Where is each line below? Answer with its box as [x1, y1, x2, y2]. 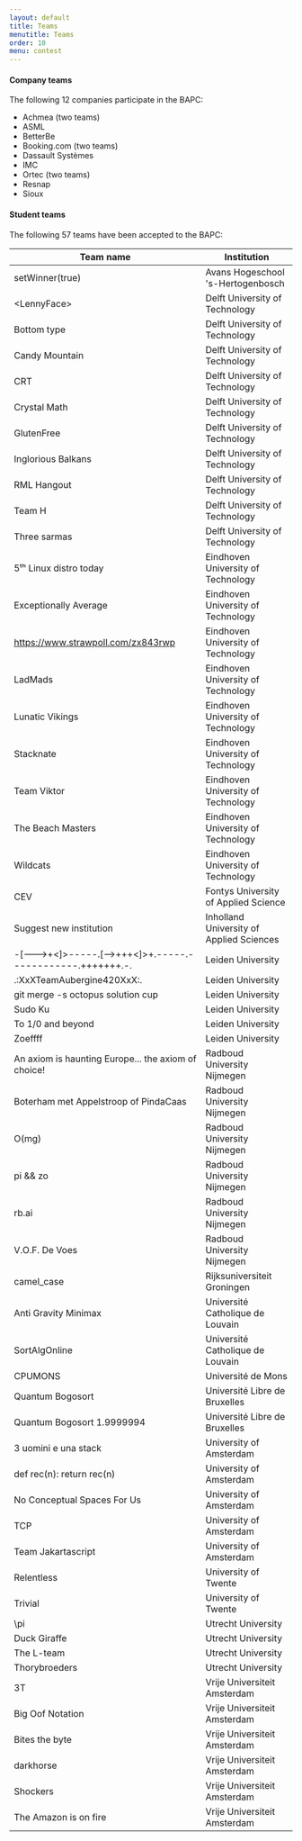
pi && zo [13, 1169, 49, 1182]
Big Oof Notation [13, 1707, 84, 1719]
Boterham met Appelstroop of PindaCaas [13, 1095, 187, 1107]
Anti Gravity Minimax [13, 1306, 102, 1319]
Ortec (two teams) [22, 169, 91, 180]
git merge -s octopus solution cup [13, 988, 159, 1000]
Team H [13, 504, 47, 517]
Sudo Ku [13, 1003, 50, 1015]
